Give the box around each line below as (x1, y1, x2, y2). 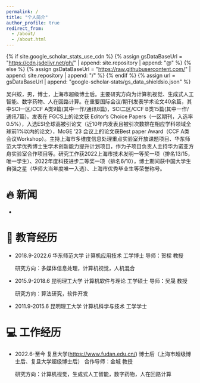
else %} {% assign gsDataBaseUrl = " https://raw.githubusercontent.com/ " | (6, 66, 191, 72)
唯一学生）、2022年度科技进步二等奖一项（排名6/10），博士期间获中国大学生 (6, 157, 192, 165)
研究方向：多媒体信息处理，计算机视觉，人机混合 (14, 264, 135, 271)
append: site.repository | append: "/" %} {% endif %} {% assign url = (6, 72, 176, 79)
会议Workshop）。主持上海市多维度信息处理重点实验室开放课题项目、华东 (6, 135, 186, 142)
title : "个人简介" (6, 14, 49, 20)
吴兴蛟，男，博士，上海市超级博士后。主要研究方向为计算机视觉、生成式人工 (6, 91, 194, 97)
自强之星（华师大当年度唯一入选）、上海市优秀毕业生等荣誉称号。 (6, 165, 165, 172)
